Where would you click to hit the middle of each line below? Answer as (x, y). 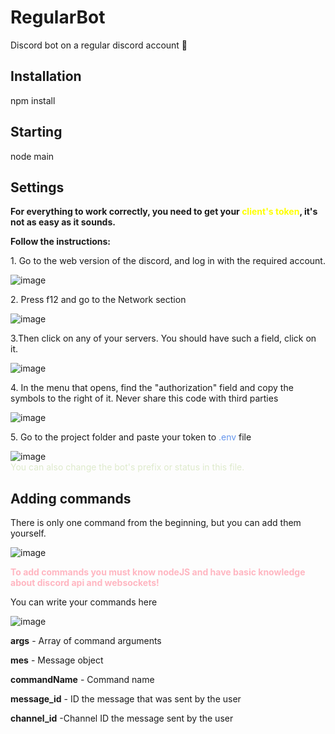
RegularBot (58, 17)
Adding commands (71, 498)
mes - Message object (57, 660)
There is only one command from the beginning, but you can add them (156, 523)
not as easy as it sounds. (63, 222)
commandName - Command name (82, 680)
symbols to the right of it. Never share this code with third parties (144, 398)
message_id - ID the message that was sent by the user (126, 699)
